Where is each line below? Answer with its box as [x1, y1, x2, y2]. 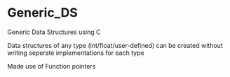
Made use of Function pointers [7, 62, 96, 70]
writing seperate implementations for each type [7, 49, 145, 57]
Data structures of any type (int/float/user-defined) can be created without [7, 41, 223, 49]
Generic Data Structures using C [7, 28, 101, 36]
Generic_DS [7, 5, 79, 21]
